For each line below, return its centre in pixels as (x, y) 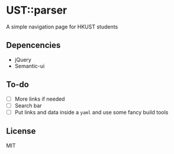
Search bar (28, 105)
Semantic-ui (30, 66)
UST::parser (37, 10)
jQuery (23, 59)
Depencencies (33, 45)
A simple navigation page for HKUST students (62, 27)
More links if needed (40, 99)
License (21, 131)
